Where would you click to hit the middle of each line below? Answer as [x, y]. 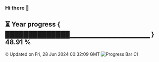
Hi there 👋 [17, 8]
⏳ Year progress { [33, 24]
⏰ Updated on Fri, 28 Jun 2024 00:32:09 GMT [53, 54]
